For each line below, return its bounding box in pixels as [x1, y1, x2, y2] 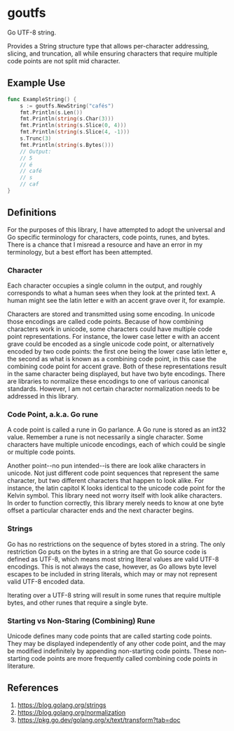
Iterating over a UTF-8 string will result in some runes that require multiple [7, 590, 221, 599]
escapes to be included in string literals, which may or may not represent [7, 569, 218, 578]
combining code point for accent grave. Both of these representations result [7, 362, 227, 370]
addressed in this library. [7, 392, 79, 400]
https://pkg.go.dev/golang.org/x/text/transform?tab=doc [17, 716, 181, 724]
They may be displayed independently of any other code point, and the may [7, 639, 226, 647]
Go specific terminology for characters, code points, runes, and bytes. [7, 233, 210, 241]
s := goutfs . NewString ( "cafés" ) [20, 102, 114, 110]
